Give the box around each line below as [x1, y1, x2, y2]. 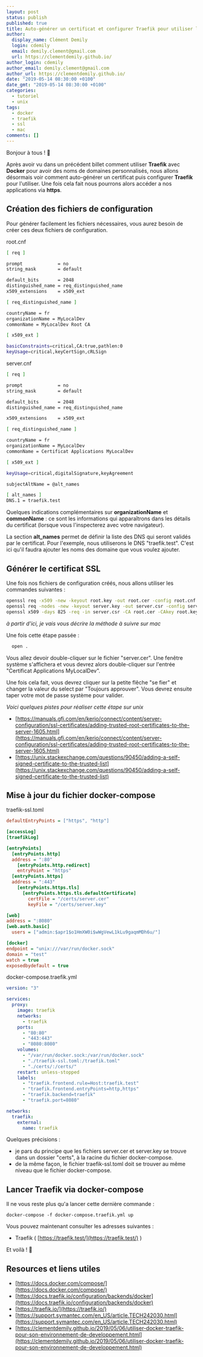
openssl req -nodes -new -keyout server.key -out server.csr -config [6, 603, 185, 609]
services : [6, 996, 31, 1002]
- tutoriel [11, 93, 39, 99]
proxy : [11, 1002, 28, 1008]
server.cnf [6, 360, 32, 367]
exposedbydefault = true [6, 962, 69, 969]
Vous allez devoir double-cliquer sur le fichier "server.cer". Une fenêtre [6, 654, 183, 662]
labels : [17, 1075, 36, 1081]
